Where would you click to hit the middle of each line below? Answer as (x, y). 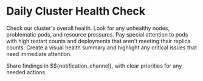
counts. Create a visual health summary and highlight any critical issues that (102, 48)
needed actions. (26, 72)
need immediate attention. (39, 54)
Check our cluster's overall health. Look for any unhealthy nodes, (88, 28)
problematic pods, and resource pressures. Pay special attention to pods (97, 34)
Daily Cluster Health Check (76, 11)
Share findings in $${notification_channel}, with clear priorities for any (94, 66)
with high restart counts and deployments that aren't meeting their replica (98, 41)
